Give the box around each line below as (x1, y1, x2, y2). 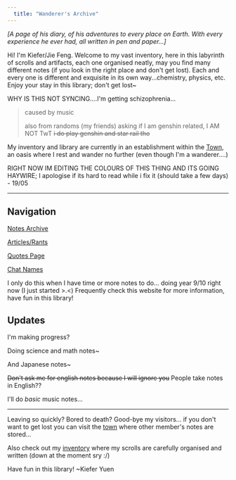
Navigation (7, 206, 56, 218)
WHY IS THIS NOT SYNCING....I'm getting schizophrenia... (7, 94, 176, 103)
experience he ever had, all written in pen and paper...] (7, 37, 166, 46)
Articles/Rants (7, 238, 48, 246)
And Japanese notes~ (7, 360, 72, 369)
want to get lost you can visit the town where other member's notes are (7, 423, 214, 431)
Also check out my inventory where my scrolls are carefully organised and (7, 444, 222, 453)
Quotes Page (7, 251, 45, 260)
